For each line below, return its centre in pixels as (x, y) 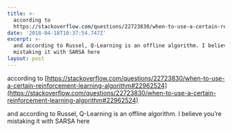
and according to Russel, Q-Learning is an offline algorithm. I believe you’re (115, 113)
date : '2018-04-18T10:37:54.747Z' (57, 33)
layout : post (26, 59)
